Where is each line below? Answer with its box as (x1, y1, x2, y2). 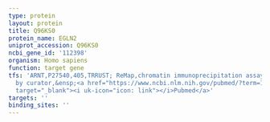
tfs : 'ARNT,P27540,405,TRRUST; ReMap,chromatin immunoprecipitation (8, 71, 243, 79)
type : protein (8, 11, 56, 20)
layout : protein (8, 19, 63, 27)
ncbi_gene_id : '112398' (8, 49, 88, 57)
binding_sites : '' (8, 101, 70, 109)
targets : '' (8, 94, 48, 102)
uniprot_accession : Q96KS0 (8, 42, 99, 50)
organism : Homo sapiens (8, 57, 88, 65)
